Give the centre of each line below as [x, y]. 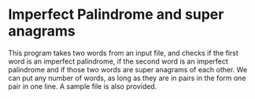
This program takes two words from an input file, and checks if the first [123, 53]
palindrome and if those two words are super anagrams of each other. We [128, 69]
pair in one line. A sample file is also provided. [83, 86]
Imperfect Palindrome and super [116, 15]
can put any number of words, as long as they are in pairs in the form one [127, 78]
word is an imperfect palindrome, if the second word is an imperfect [118, 61]
